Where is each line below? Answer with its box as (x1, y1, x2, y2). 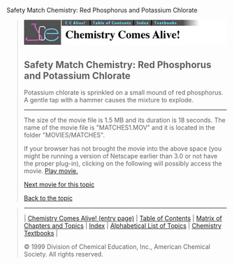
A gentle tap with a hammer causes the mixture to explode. (23, 96, 194, 104)
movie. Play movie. (23, 167, 78, 175)
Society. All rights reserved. (23, 250, 104, 259)
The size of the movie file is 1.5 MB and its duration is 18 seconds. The (23, 116, 226, 125)
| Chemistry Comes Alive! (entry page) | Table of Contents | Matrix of (23, 214, 223, 223)
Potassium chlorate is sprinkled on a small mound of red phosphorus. (23, 88, 224, 97)
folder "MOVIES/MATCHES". (23, 131, 105, 140)
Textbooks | (23, 229, 59, 238)
